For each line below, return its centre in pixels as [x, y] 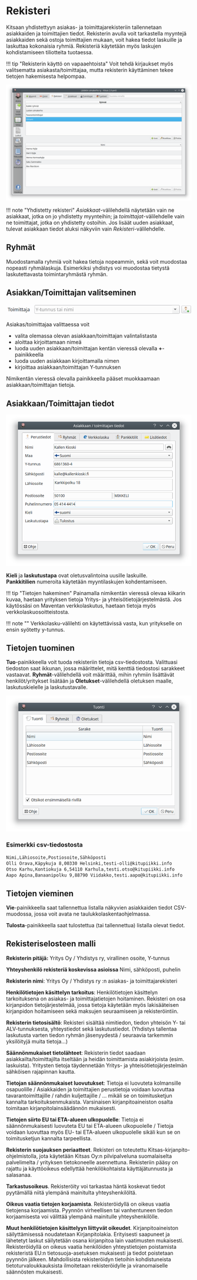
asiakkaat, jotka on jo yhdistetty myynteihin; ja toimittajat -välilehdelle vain [95, 216]
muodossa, [20, 914]
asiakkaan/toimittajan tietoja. [41, 385]
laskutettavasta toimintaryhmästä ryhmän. [57, 274]
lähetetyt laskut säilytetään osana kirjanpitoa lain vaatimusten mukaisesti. [95, 1240]
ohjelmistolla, [22, 1156]
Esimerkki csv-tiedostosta [45, 845]
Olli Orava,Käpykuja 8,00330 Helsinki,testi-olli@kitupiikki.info [89, 864]
